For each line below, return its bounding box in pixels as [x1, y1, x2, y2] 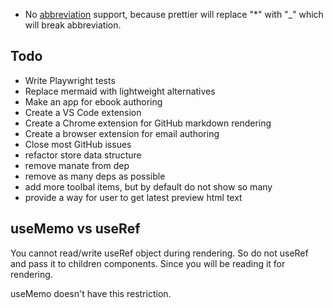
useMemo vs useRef [10, 220, 141, 238]
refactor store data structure [24, 149, 142, 161]
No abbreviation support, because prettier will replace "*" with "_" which [24, 9, 324, 20]
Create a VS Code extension [24, 106, 142, 118]
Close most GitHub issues [24, 138, 132, 150]
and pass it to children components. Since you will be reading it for [10, 257, 286, 269]
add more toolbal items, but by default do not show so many [24, 180, 273, 193]
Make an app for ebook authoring [24, 95, 163, 108]
